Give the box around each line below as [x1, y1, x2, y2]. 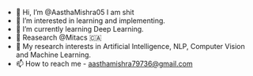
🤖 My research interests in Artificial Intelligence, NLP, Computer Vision [15, 42, 245, 51]
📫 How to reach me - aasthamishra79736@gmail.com [15, 59, 193, 68]
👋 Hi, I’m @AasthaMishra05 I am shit [15, 8, 134, 17]
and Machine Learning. [15, 50, 92, 59]
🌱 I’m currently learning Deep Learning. [15, 25, 144, 33]
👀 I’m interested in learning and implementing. [15, 16, 166, 25]
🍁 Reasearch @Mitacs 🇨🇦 [15, 32, 102, 42]
